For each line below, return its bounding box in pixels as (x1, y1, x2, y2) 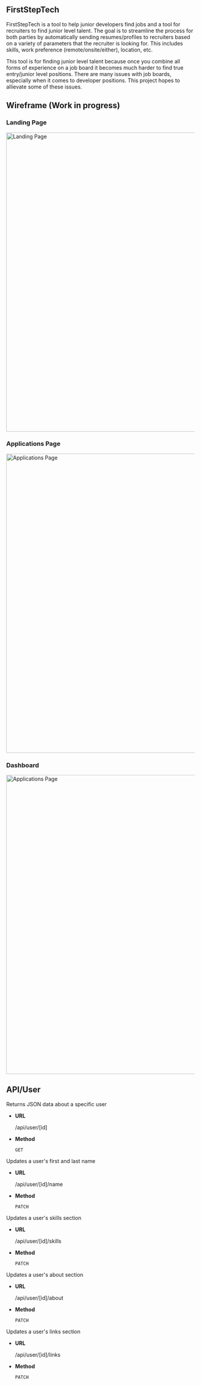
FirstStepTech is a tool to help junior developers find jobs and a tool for (6, 20, 181, 28)
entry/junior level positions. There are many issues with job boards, (6, 70, 172, 77)
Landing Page (6, 118, 47, 127)
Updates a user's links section (6, 1328, 81, 1335)
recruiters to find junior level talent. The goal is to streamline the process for (6, 27, 193, 34)
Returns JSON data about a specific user (6, 1100, 107, 1107)
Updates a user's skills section (6, 1214, 82, 1221)
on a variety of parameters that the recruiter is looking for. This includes (6, 39, 184, 47)
